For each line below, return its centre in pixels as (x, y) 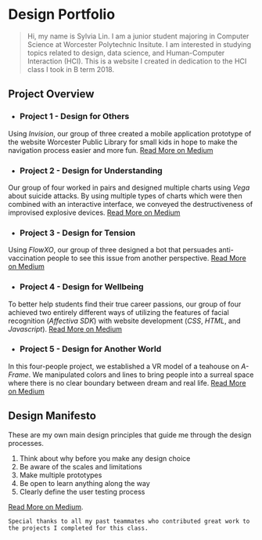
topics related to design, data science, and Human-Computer (126, 53)
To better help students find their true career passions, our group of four (125, 304)
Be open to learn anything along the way (84, 483)
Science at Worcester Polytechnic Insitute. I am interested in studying (139, 44)
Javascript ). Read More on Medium (65, 329)
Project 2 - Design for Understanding (91, 170)
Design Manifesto (52, 416)
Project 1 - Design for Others (74, 117)
